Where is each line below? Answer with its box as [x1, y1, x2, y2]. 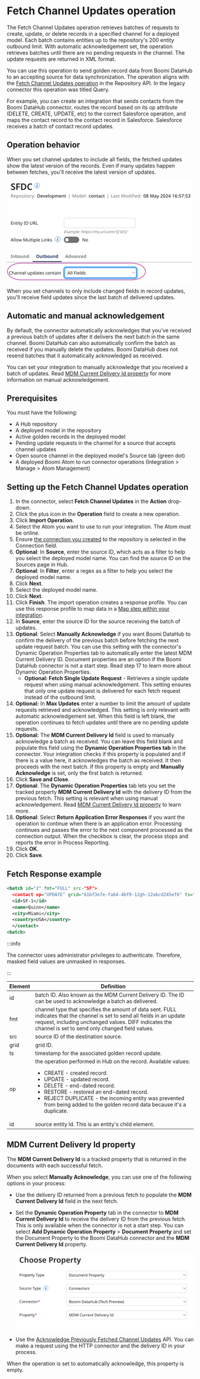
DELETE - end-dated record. [44, 1082, 115, 1089]
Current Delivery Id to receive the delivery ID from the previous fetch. [15, 1215, 186, 1223]
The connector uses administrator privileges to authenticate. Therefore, [7, 951, 182, 959]
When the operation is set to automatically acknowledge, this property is [7, 1360, 185, 1367]
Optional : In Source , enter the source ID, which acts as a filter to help [15, 548, 186, 555]
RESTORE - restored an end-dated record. [44, 1088, 149, 1095]
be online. [15, 529, 40, 536]
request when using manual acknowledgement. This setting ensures [24, 681, 192, 688]
